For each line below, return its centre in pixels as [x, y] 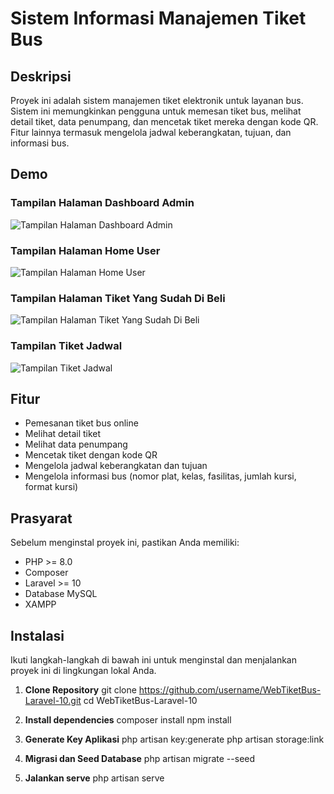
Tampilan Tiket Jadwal [66, 346]
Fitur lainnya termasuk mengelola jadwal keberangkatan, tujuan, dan [151, 132]
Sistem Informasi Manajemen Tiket [158, 18]
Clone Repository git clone [80, 690]
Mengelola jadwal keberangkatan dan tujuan [116, 466]
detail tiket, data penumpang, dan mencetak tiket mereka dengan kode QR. [164, 121]
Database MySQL [61, 594]
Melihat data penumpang [76, 444]
